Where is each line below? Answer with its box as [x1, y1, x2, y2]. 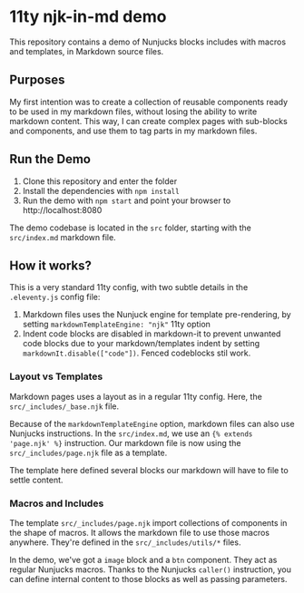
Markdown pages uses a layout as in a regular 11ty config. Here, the [9, 391, 263, 402]
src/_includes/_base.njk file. [9, 401, 120, 412]
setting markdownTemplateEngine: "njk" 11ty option [22, 319, 211, 330]
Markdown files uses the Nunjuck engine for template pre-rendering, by [22, 309, 292, 320]
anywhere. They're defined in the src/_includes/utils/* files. [9, 537, 241, 548]
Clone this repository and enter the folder [22, 175, 178, 187]
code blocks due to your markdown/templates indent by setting [22, 338, 260, 349]
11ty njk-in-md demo [9, 6, 167, 27]
